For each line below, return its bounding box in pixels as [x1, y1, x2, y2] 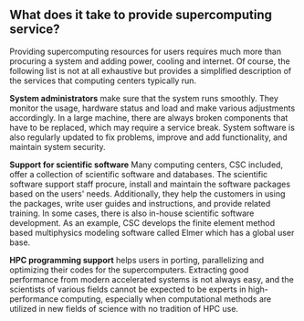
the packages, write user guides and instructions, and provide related [9, 198, 271, 209]
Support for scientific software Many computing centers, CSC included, [9, 159, 284, 170]
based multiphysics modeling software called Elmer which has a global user [9, 227, 295, 238]
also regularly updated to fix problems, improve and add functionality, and [9, 132, 288, 143]
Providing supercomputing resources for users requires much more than [9, 46, 281, 57]
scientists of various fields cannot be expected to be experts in [9, 284, 246, 294]
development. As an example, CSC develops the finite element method [9, 217, 276, 228]
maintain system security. [9, 141, 107, 152]
